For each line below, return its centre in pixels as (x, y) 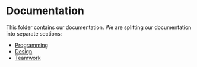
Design (23, 51)
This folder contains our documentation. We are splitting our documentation (99, 27)
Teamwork (28, 58)
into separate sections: (34, 33)
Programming (31, 45)
